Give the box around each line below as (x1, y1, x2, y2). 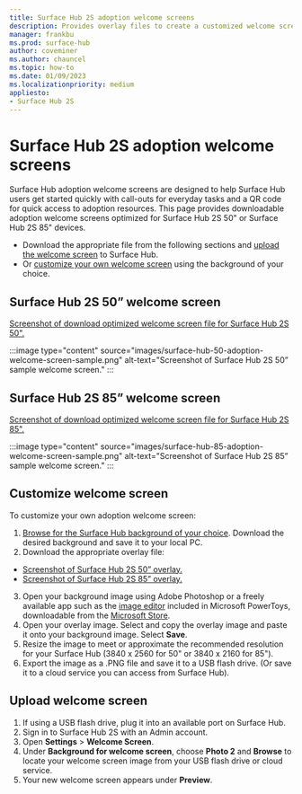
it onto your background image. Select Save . (22, 629, 188, 640)
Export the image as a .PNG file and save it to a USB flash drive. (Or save (22, 657, 292, 668)
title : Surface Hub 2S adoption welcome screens (9, 13, 195, 22)
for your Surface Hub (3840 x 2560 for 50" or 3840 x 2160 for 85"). (22, 648, 274, 658)
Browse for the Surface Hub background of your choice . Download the (22, 527, 285, 538)
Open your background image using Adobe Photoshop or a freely (22, 590, 265, 602)
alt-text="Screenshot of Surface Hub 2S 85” (124, 450, 289, 461)
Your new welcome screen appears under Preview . (22, 774, 213, 785)
